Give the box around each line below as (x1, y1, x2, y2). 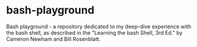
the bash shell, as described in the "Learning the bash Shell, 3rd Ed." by (6, 29, 183, 36)
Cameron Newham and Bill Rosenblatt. (6, 35, 101, 42)
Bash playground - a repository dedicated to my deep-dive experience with (6, 23, 192, 30)
